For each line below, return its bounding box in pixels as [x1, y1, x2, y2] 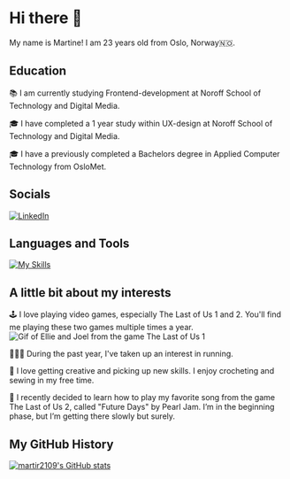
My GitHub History [9, 437, 114, 452]
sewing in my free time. [9, 375, 95, 386]
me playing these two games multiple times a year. [9, 322, 194, 333]
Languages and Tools [9, 236, 130, 251]
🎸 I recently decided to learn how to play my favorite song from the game [9, 392, 276, 403]
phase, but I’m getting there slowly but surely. [9, 411, 175, 421]
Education [9, 64, 67, 79]
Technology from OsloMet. [9, 161, 107, 172]
